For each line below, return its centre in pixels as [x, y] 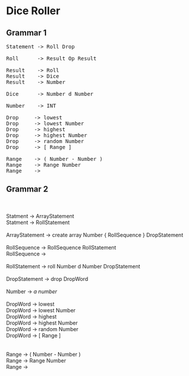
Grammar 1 [27, 33]
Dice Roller [33, 11]
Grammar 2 [27, 189]
